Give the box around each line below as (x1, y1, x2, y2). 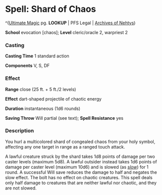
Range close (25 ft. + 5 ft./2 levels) (5, 86, 76, 92)
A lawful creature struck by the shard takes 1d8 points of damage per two (5, 153, 155, 159)
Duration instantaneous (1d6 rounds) (5, 105, 81, 111)
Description (5, 127, 34, 134)
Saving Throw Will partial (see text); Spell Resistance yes (5, 115, 124, 121)
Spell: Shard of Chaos (5, 3, 97, 15)
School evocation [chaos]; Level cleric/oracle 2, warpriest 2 (5, 29, 128, 35)
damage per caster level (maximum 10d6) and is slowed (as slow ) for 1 (5, 164, 149, 170)
